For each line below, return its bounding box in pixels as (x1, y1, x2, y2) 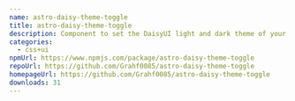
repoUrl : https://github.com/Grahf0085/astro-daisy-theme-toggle (9, 62, 254, 71)
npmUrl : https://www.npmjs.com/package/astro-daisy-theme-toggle (9, 54, 254, 62)
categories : (9, 37, 53, 47)
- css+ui (17, 46, 49, 54)
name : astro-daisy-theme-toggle (9, 12, 128, 22)
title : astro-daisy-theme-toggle (9, 21, 132, 30)
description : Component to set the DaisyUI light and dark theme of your (9, 29, 287, 38)
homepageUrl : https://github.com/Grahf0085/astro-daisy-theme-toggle (9, 70, 271, 79)
